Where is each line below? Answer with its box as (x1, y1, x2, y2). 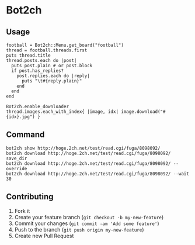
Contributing (6, 192, 54, 202)
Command (6, 130, 45, 140)
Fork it (14, 207, 30, 214)
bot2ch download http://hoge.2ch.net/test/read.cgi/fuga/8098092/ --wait (6, 171, 190, 177)
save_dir (6, 156, 27, 161)
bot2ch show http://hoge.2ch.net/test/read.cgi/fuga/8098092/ (6, 145, 161, 151)
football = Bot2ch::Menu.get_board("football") (6, 42, 124, 48)
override (6, 165, 27, 171)
